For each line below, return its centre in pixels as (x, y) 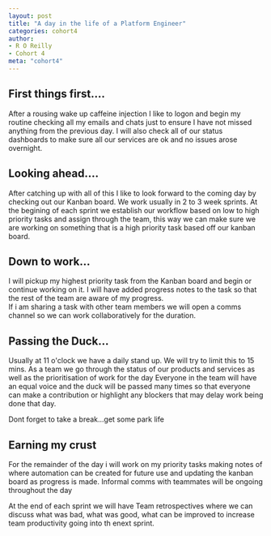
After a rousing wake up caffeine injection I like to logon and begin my (125, 114)
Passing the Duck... (59, 341)
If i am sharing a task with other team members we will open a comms (125, 307)
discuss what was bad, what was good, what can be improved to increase (131, 514)
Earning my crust (53, 445)
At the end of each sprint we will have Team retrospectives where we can (131, 506)
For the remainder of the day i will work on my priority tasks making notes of (135, 464)
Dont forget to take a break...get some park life (86, 419)
